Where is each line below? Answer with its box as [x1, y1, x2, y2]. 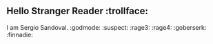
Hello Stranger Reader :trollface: [6, 5, 149, 17]
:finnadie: [6, 30, 34, 39]
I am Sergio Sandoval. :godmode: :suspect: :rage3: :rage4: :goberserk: [6, 23, 207, 31]
